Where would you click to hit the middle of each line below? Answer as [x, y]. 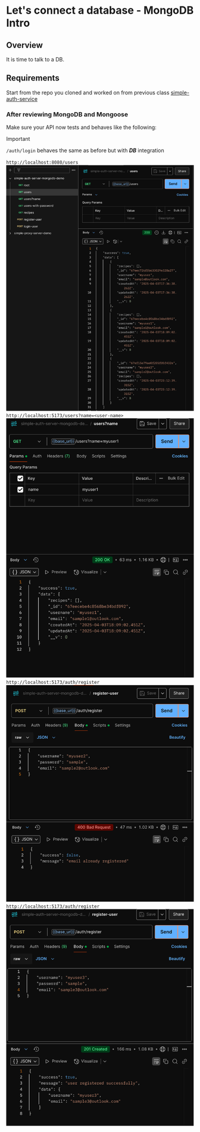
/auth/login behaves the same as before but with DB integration [85, 150]
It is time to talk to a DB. [35, 59]
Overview [25, 45]
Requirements [33, 78]
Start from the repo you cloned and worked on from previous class [88, 92]
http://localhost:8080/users [42, 163]
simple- [180, 92]
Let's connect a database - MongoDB [100, 10]
